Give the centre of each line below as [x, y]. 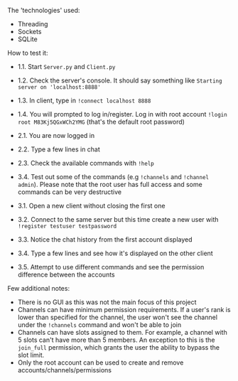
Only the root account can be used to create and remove [101, 363]
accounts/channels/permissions [65, 370]
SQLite [27, 39]
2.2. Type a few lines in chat [59, 149]
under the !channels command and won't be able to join [99, 325]
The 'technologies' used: [44, 10]
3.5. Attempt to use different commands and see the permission [111, 267]
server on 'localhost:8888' [59, 87]
